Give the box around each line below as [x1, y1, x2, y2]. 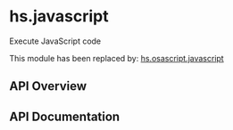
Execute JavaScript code [9, 36, 102, 46]
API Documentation [9, 109, 121, 124]
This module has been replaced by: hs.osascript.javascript [9, 53, 225, 63]
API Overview [9, 78, 87, 94]
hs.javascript [9, 6, 109, 27]
